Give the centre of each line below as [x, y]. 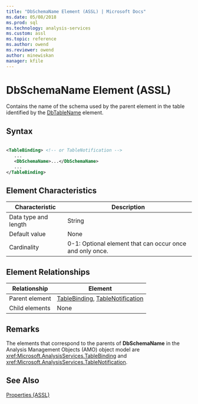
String [76, 221]
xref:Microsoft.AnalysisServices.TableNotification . [67, 362]
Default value [27, 234]
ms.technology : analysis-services [49, 28]
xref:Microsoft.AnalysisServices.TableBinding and [67, 356]
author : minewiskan [30, 55]
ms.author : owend [27, 45]
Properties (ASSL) [28, 395]
